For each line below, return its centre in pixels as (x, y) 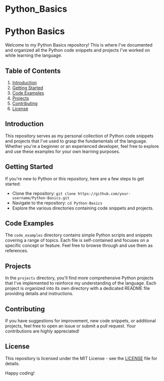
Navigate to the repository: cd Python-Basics (57, 203)
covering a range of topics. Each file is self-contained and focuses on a (77, 240)
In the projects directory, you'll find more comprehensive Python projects (79, 278)
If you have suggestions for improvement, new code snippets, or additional (81, 321)
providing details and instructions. (39, 294)
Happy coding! (20, 373)
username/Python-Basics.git (41, 198)
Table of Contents (33, 71)
